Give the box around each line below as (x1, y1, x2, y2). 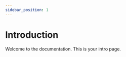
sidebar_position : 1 (5, 7, 49, 13)
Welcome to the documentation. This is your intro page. (5, 46, 121, 52)
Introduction (5, 29, 59, 40)
